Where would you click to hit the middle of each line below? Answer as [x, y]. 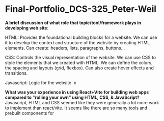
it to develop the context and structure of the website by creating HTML [78, 42]
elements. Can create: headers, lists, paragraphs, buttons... [65, 48]
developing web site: [27, 28]
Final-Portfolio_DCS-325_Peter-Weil [81, 9]
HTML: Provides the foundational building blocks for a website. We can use [81, 37]
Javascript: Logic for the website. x [41, 83]
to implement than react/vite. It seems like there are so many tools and [76, 108]
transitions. [16, 73]
